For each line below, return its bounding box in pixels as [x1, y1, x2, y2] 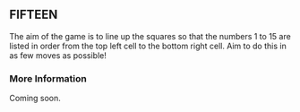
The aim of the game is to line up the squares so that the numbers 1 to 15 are [9, 30, 291, 41]
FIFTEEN [9, 7, 58, 22]
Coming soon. [9, 93, 61, 104]
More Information [9, 72, 87, 84]
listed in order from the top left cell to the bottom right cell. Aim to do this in [9, 40, 287, 51]
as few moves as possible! [9, 49, 107, 61]
